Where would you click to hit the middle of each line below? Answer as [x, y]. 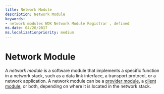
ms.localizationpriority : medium [40, 32]
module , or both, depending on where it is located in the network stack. [78, 86]
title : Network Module [28, 10]
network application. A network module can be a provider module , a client [81, 81]
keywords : [15, 19]
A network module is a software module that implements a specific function [82, 70]
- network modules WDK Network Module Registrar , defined [67, 23]
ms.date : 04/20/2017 [27, 28]
